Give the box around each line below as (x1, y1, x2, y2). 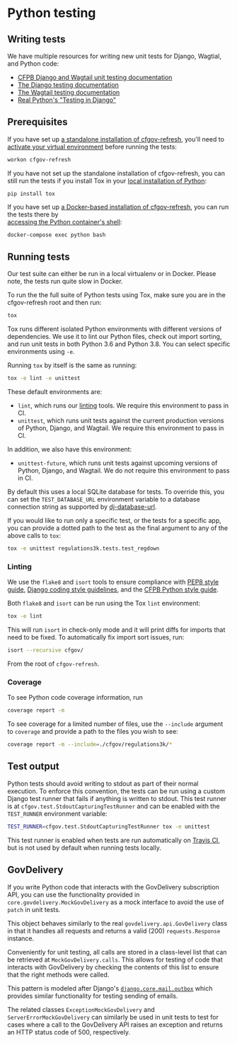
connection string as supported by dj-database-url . (7, 502, 157, 511)
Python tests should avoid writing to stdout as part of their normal (7, 779, 199, 788)
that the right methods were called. (7, 970, 110, 979)
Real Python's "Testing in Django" (17, 96, 117, 104)
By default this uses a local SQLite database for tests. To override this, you (7, 488, 225, 496)
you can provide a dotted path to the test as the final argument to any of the (7, 524, 229, 532)
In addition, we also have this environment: (7, 445, 132, 454)
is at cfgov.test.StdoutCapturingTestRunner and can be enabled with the (7, 802, 220, 810)
